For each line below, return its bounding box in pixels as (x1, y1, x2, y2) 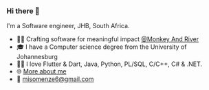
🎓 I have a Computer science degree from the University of (16, 43, 187, 51)
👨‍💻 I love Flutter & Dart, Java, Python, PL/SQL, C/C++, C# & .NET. (16, 60, 203, 68)
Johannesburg (16, 53, 58, 61)
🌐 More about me (16, 67, 67, 76)
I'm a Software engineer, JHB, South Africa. (6, 22, 130, 30)
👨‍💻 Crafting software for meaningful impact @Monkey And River (16, 35, 199, 43)
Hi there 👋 (6, 6, 41, 16)
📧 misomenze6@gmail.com (16, 75, 94, 83)
